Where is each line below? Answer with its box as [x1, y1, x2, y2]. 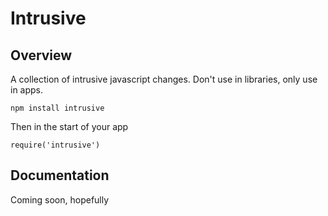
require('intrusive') [10, 140, 101, 150]
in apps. [10, 84, 44, 96]
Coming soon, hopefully [10, 193, 110, 206]
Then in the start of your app [10, 121, 129, 132]
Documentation [10, 167, 110, 184]
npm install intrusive [10, 103, 105, 113]
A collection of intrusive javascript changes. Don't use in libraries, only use [10, 73, 318, 85]
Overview [10, 47, 73, 64]
